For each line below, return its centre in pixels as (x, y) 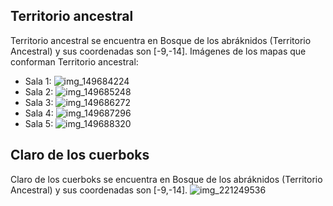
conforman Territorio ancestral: (74, 61)
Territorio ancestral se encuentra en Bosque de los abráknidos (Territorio (161, 40)
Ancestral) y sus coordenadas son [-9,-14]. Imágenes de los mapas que (158, 51)
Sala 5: (39, 123)
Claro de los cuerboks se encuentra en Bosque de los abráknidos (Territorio (166, 179)
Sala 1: (38, 81)
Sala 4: (39, 113)
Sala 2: (39, 91)
